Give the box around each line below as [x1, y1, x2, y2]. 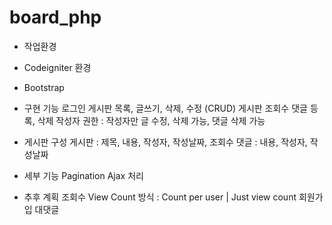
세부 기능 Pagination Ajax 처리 [23, 169, 144, 181]
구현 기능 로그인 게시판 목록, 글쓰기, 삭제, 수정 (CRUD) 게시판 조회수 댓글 [23, 102, 308, 114]
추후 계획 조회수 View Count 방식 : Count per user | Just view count [23, 191, 297, 203]
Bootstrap [23, 81, 65, 93]
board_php [9, 6, 102, 29]
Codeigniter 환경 [23, 61, 92, 73]
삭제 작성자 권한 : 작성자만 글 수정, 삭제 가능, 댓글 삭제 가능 [37, 114, 266, 126]
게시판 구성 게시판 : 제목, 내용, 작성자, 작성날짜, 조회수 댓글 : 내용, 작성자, [23, 136, 308, 148]
